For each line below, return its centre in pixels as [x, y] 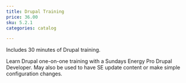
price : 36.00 [22, 17]
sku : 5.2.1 [19, 22]
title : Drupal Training [35, 11]
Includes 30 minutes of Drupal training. [54, 50]
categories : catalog [31, 28]
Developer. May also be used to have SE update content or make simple [93, 68]
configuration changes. [34, 74]
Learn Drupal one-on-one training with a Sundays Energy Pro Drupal [89, 61]
